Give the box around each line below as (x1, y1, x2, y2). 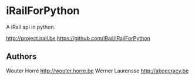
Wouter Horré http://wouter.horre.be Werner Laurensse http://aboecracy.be (6, 67, 189, 74)
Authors (6, 51, 37, 62)
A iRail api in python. (6, 23, 56, 30)
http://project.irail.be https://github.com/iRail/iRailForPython (6, 34, 151, 41)
